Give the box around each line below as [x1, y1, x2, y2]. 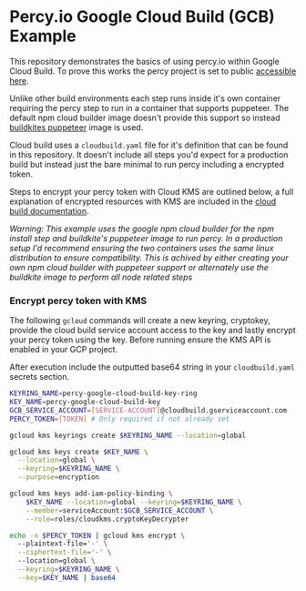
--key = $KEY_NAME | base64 [17, 573, 117, 582]
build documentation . [9, 205, 89, 216]
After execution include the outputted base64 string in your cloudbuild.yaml [9, 362, 295, 372]
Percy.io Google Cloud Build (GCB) [9, 6, 275, 27]
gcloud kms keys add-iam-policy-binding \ [9, 489, 173, 498]
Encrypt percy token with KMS [9, 294, 148, 307]
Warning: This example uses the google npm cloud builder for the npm [9, 223, 275, 234]
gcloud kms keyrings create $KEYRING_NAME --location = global [9, 431, 247, 440]
